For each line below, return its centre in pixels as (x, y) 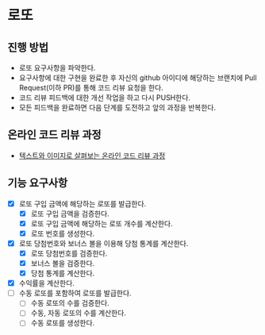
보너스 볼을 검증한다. (63, 263)
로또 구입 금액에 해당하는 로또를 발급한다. (83, 203)
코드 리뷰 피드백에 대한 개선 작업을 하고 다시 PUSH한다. (105, 98)
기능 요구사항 (38, 183)
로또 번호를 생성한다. (63, 233)
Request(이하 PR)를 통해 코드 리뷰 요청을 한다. (91, 88)
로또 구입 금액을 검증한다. (70, 214)
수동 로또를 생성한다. (63, 323)
